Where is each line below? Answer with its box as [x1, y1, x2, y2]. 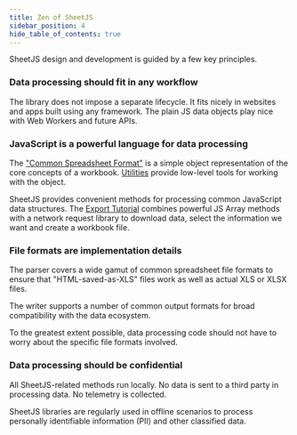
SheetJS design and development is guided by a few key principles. [9, 54, 258, 65]
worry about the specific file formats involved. [9, 337, 178, 348]
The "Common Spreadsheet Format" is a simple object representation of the [9, 157, 289, 168]
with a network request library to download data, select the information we [9, 213, 283, 223]
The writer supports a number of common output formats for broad [9, 301, 255, 311]
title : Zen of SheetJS [9, 12, 93, 22]
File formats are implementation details [9, 244, 182, 256]
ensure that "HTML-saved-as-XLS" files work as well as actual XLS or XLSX [9, 274, 287, 285]
